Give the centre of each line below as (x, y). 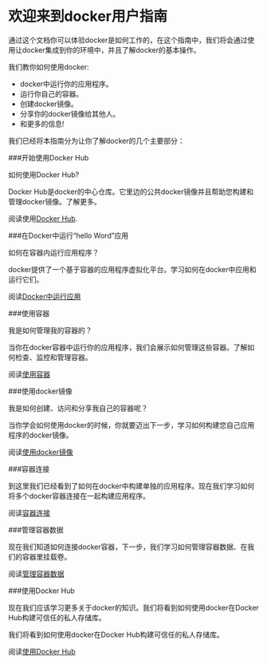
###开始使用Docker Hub (49, 157)
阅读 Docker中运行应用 (45, 296)
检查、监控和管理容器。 (53, 357)
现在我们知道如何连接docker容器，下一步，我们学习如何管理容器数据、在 (128, 547)
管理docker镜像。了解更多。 (55, 201)
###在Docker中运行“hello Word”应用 (69, 235)
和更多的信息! (42, 124)
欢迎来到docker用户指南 (88, 16)
